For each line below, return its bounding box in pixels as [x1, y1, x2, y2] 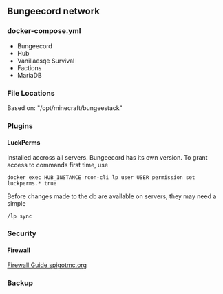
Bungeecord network [7, 6, 100, 17]
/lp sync [7, 213, 32, 220]
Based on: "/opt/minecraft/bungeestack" [7, 103, 123, 112]
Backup [7, 278, 33, 288]
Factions [17, 63, 42, 72]
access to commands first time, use [7, 161, 109, 169]
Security [7, 229, 36, 238]
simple [7, 200, 26, 208]
